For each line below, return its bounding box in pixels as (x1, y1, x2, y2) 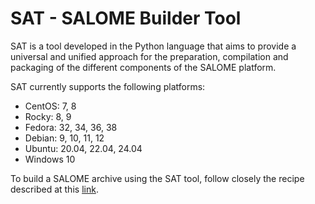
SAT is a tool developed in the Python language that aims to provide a (10, 40, 297, 52)
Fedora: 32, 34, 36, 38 (24, 121, 118, 133)
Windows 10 (24, 153, 76, 165)
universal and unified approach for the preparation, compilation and (10, 50, 289, 62)
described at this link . (10, 183, 99, 195)
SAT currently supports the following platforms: (10, 80, 206, 92)
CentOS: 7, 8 (24, 100, 77, 112)
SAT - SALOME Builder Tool (10, 7, 242, 30)
